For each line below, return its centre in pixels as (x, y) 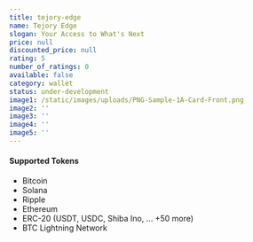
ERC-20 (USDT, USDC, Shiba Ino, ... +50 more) (107, 219)
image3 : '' (29, 116)
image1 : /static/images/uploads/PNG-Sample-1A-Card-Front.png (126, 100)
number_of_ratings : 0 (49, 67)
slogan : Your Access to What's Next (77, 34)
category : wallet (41, 83)
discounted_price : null (53, 51)
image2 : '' (29, 108)
